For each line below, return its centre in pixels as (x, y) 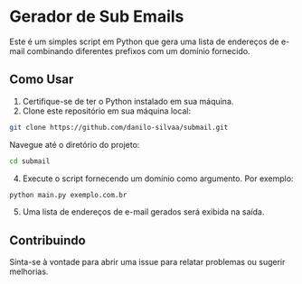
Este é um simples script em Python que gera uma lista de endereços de (144, 41)
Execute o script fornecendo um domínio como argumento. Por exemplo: (158, 179)
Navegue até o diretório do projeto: (75, 144)
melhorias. (29, 271)
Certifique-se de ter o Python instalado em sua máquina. (128, 101)
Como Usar (42, 80)
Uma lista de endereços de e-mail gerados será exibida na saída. (143, 212)
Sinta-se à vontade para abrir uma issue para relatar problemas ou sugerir (147, 262)
